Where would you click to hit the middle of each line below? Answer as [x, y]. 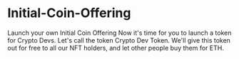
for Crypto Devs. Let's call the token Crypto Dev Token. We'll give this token [119, 40]
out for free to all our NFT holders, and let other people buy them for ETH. [116, 48]
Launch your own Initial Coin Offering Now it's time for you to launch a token [119, 33]
